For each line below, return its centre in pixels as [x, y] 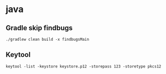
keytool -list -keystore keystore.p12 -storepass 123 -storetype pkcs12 [84, 66]
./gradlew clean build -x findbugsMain [48, 39]
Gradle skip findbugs [39, 28]
